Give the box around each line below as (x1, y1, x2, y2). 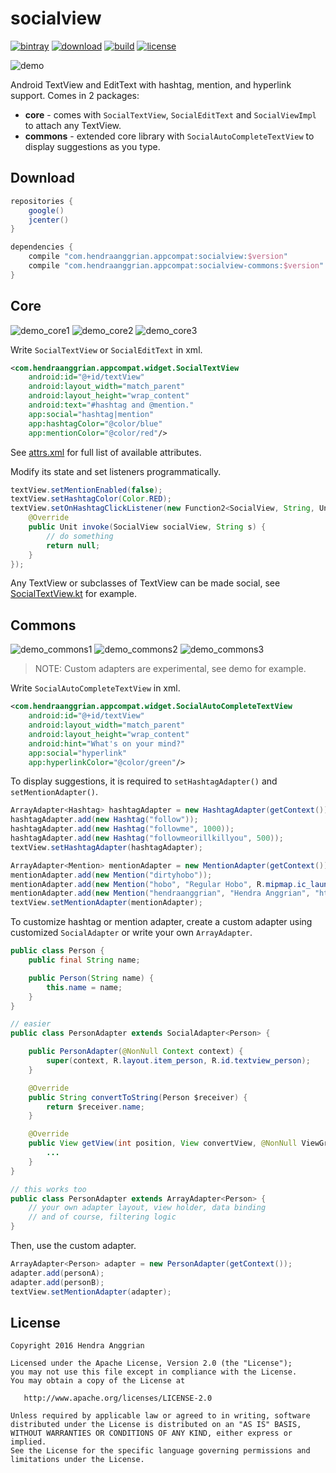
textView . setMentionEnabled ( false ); (10, 485, 163, 495)
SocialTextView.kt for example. (10, 588, 137, 600)
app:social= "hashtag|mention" (28, 409, 155, 419)
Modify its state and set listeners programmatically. (10, 465, 222, 477)
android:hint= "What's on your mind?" (28, 738, 186, 749)
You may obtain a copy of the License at (10, 1376, 186, 1386)
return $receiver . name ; (46, 1102, 145, 1112)
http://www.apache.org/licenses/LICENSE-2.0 (23, 1393, 213, 1404)
